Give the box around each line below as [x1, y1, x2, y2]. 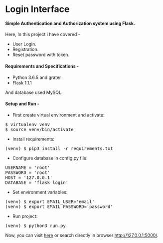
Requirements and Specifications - [5, 63, 79, 69]
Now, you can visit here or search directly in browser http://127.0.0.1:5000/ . [5, 232, 159, 238]
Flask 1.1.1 [12, 79, 32, 85]
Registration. [12, 46, 39, 52]
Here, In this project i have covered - [5, 31, 81, 37]
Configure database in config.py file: [12, 155, 88, 161]
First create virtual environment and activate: [12, 111, 105, 118]
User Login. [12, 41, 36, 47]
